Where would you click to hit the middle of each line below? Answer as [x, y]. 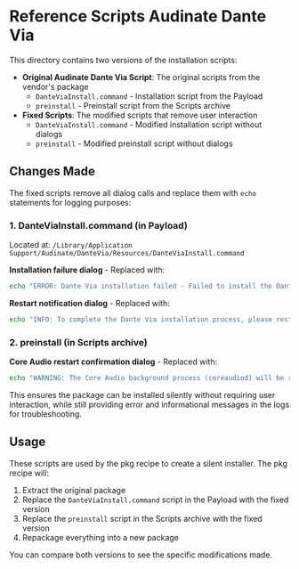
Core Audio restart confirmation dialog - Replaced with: [113, 362]
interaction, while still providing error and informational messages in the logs [149, 404]
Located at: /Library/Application [71, 245]
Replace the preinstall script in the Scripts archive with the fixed [142, 518]
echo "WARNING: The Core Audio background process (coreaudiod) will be [147, 378]
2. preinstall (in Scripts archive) [79, 342]
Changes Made [52, 171]
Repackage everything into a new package [101, 537]
